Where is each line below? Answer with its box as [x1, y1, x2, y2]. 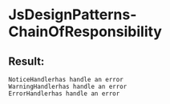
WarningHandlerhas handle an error [8, 82, 127, 90]
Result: [8, 54, 45, 68]
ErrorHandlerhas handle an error [8, 90, 120, 98]
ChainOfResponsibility [8, 22, 163, 41]
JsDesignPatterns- [8, 6, 137, 24]
